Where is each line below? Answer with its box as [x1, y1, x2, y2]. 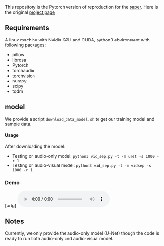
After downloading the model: [5, 143, 66, 149]
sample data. [5, 121, 32, 127]
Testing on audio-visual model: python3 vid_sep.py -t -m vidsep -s [12, 163, 151, 168]
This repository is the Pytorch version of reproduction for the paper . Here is [5, 4, 158, 10]
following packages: [5, 42, 46, 48]
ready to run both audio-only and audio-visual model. [5, 235, 114, 241]
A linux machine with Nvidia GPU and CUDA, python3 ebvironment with [5, 37, 150, 42]
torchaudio [12, 67, 34, 73]
